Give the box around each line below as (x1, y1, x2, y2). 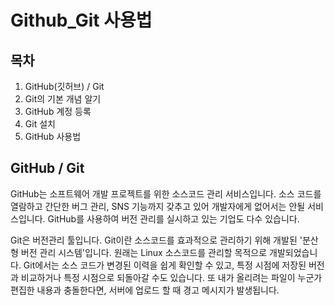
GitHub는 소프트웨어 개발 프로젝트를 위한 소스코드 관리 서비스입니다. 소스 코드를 (10, 187, 322, 200)
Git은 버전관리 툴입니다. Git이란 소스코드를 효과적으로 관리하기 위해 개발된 (10, 234, 298, 246)
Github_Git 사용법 (10, 9, 153, 32)
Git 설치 (24, 118, 56, 130)
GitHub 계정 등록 (24, 106, 92, 117)
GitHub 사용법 (24, 131, 82, 142)
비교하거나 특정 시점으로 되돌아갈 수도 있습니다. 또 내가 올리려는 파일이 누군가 (20, 271, 323, 283)
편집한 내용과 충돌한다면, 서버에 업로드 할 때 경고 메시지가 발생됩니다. (10, 284, 280, 296)
